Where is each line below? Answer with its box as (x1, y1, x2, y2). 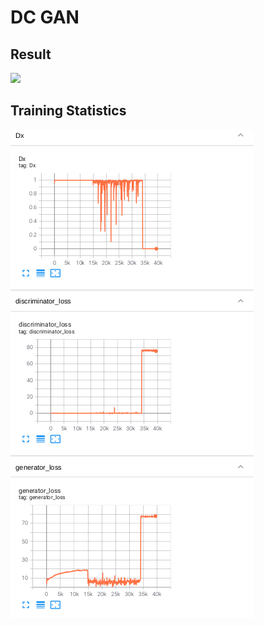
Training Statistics (10, 102, 127, 120)
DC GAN (10, 6, 80, 29)
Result (10, 46, 52, 63)
